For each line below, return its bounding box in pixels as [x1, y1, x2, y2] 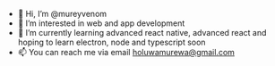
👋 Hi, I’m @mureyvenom [17, 9, 107, 19]
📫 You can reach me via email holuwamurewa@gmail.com [17, 47, 236, 57]
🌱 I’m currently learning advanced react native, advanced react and [17, 28, 267, 37]
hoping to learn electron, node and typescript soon [17, 37, 206, 47]
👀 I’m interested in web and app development [17, 18, 185, 29]
